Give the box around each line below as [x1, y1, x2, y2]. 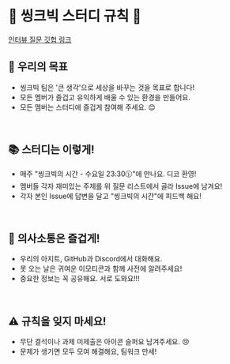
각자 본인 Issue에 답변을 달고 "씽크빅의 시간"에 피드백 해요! [19, 191, 202, 201]
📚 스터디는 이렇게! [8, 143, 95, 156]
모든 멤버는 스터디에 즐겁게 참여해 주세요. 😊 [19, 102, 156, 111]
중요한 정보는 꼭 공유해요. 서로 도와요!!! [19, 274, 140, 283]
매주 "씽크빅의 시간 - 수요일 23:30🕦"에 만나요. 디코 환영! [19, 169, 197, 178]
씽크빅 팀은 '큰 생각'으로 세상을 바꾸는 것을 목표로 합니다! [19, 82, 195, 92]
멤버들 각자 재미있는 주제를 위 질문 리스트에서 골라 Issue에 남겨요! [19, 181, 223, 190]
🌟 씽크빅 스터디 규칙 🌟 [8, 7, 142, 25]
